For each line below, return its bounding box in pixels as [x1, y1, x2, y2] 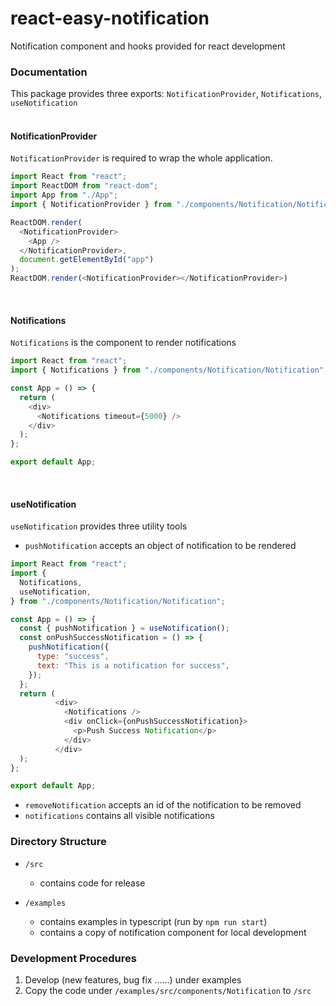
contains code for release [39, 877, 146, 889]
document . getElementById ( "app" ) [19, 255, 155, 265]
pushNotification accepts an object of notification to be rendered [24, 540, 297, 552]
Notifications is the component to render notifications [10, 337, 237, 349]
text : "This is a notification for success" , [36, 660, 230, 671]
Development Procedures [10, 951, 137, 965]
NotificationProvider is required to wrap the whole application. [10, 152, 273, 164]
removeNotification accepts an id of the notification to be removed [24, 799, 302, 811]
